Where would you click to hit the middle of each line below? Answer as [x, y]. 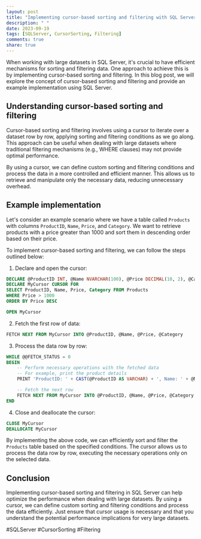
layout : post [22, 12]
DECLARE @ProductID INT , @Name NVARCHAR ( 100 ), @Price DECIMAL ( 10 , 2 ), [96, 279]
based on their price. [32, 238]
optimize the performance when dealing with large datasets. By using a [94, 499]
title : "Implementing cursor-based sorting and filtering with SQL [92, 17]
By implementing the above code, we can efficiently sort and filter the [92, 440]
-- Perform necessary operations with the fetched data [88, 368]
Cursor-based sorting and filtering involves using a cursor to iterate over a [98, 130]
